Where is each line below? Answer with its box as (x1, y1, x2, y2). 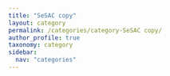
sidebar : (8, 48, 38, 56)
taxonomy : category (8, 41, 73, 49)
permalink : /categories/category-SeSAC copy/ (8, 26, 162, 34)
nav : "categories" (15, 56, 77, 64)
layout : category (8, 19, 66, 27)
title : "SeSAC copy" (8, 11, 77, 20)
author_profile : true (8, 33, 81, 42)
